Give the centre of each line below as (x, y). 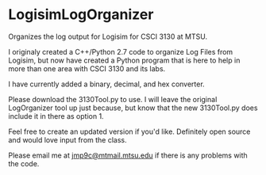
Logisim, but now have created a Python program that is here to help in (124, 60)
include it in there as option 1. (56, 116)
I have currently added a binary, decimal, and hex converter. (106, 84)
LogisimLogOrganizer (81, 15)
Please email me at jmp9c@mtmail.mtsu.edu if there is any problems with (128, 155)
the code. (24, 163)
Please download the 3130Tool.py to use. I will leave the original (113, 99)
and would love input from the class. (67, 139)
